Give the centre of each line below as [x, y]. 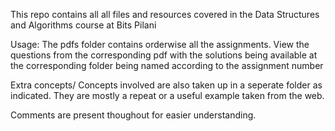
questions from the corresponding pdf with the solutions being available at [164, 55]
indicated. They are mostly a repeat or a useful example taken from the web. [167, 95]
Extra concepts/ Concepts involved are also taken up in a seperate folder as [166, 85]
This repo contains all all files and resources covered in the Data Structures [165, 14]
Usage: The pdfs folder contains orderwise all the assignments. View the [160, 44]
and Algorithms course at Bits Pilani [83, 25]
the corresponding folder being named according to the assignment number [167, 65]
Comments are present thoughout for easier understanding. [133, 115]
